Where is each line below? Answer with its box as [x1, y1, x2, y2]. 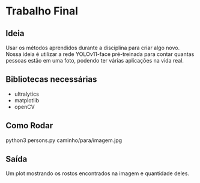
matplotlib [14, 96, 40, 104]
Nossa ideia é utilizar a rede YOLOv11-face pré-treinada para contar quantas [5, 51, 195, 58]
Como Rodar [5, 120, 53, 131]
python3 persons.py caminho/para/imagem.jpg [5, 137, 123, 144]
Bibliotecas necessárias [5, 74, 97, 85]
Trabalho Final [5, 4, 79, 18]
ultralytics [14, 90, 40, 98]
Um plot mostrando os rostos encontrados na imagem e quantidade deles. [5, 170, 190, 177]
